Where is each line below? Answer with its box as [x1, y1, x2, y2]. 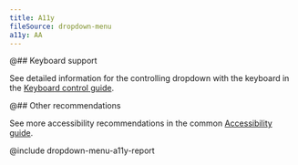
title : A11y [9, 13, 55, 23]
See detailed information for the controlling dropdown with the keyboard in [9, 73, 290, 84]
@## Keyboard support [9, 56, 98, 67]
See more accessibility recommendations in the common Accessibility [9, 118, 273, 129]
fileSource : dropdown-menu [9, 22, 112, 31]
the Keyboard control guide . [9, 83, 115, 94]
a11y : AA [9, 30, 43, 39]
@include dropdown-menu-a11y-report [9, 145, 155, 156]
